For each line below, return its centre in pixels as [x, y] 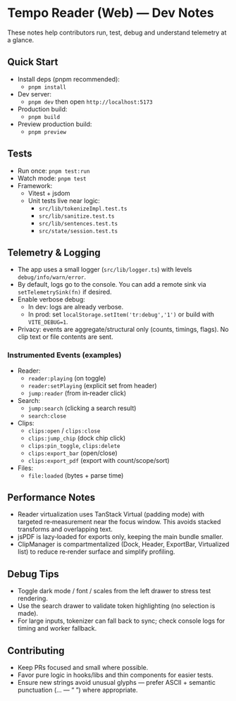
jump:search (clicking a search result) [82, 408]
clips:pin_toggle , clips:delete [74, 445]
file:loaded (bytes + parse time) [76, 475]
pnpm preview [47, 132]
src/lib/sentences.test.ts [78, 223]
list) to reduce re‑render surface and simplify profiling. [96, 552]
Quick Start [33, 62]
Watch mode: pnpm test [52, 178]
